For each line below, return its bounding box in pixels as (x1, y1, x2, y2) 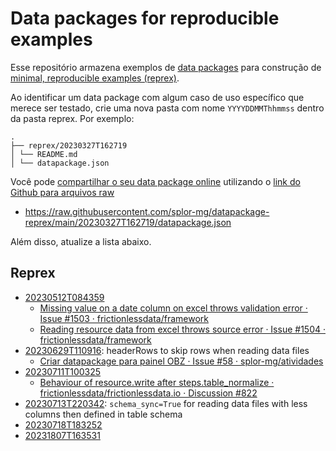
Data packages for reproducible (10, 7, 280, 30)
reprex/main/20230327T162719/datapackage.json (24, 216, 232, 228)
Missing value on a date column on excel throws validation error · (39, 302, 308, 314)
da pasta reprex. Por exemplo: (10, 112, 135, 124)
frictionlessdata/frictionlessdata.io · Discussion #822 (39, 387, 258, 399)
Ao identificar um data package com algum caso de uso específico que (10, 91, 305, 103)
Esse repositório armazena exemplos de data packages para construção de (10, 61, 322, 73)
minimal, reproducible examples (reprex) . (10, 72, 180, 84)
